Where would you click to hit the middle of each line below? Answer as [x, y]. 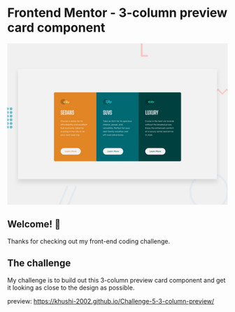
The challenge [39, 263]
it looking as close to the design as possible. [71, 288]
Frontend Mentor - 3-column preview [117, 13]
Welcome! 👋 [34, 224]
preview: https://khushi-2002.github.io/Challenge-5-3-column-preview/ [111, 301]
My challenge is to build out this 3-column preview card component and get [116, 280]
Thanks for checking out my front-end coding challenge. [89, 241]
